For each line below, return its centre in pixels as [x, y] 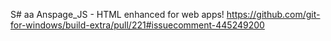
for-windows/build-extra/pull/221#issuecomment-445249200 [137, 25]
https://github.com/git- [273, 14]
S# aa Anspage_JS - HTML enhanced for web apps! [117, 14]
